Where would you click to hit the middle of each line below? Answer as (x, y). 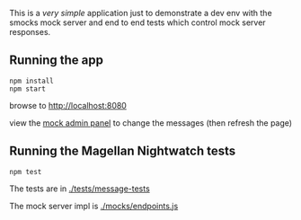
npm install (31, 81)
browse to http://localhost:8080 (68, 105)
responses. (30, 32)
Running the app (56, 61)
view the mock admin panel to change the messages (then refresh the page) (151, 123)
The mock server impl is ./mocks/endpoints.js (94, 206)
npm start (28, 89)
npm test (26, 172)
